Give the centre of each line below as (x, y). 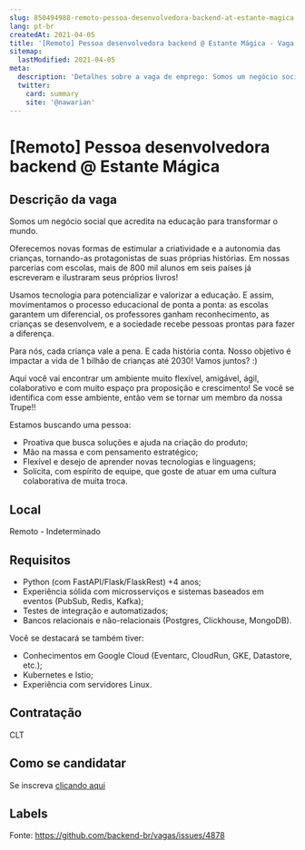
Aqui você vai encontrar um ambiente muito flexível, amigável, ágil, (134, 378)
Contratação (46, 713)
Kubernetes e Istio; (58, 675)
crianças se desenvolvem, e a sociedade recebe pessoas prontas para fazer (152, 324)
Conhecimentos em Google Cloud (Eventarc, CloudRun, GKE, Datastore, (157, 655)
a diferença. (32, 334)
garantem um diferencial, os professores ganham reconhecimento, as (139, 315)
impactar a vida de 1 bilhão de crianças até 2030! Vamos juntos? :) (133, 361)
